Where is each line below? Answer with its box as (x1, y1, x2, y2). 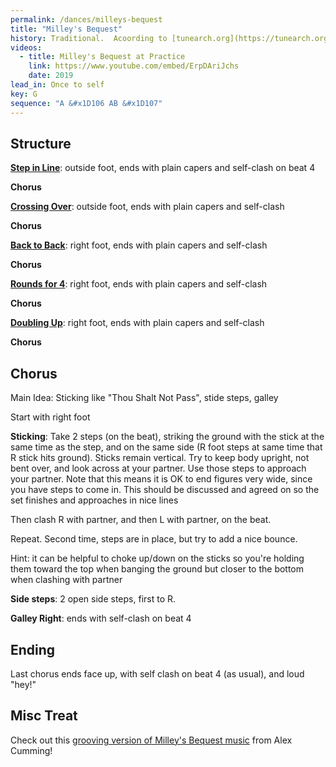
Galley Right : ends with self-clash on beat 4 (10, 612, 192, 625)
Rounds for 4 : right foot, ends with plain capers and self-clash (10, 278, 268, 290)
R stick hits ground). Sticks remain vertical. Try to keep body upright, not (10, 452, 310, 464)
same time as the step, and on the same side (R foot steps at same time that (10, 441, 323, 453)
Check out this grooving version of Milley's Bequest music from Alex (10, 734, 293, 746)
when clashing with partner (10, 574, 123, 586)
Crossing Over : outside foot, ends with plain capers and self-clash (10, 201, 285, 213)
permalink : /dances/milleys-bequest (10, 14, 163, 25)
